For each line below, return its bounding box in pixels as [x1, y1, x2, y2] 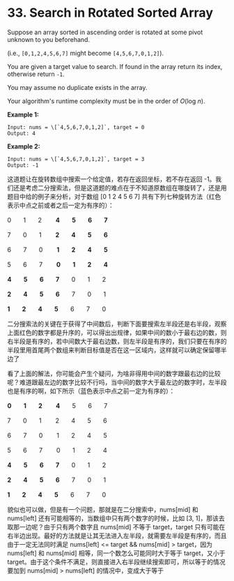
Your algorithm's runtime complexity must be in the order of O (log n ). [7, 96, 205, 105]
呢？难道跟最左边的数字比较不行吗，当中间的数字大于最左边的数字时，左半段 [7, 378, 227, 386]
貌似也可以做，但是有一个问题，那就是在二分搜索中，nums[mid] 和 [7, 505, 198, 513]
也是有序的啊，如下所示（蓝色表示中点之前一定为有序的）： [7, 386, 175, 395]
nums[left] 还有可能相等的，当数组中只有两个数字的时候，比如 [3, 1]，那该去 [7, 514, 225, 522]
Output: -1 [7, 162, 39, 169]
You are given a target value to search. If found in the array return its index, [7, 62, 223, 70]
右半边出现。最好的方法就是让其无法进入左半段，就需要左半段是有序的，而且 [7, 531, 227, 540]
